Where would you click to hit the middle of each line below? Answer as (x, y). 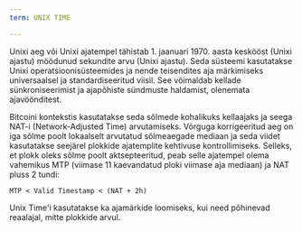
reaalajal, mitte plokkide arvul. (65, 217)
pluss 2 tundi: (35, 174)
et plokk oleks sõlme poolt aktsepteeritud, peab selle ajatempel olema (139, 155)
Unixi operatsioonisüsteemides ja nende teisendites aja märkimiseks (137, 70)
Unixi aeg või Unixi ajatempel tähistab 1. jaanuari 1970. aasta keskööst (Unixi (151, 51)
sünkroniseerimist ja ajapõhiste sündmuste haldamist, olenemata (130, 89)
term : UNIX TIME (40, 18)
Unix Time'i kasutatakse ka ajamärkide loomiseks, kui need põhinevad (140, 208)
